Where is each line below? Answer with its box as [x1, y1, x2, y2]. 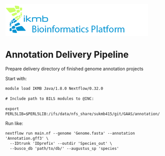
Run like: [5, 120, 23, 126]
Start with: [5, 75, 27, 81]
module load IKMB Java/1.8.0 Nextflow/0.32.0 [5, 86, 103, 91]
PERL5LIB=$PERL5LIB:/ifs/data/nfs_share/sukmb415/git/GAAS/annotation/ [5, 111, 160, 116]
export [5, 106, 19, 111]
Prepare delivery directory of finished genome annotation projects [5, 66, 144, 72]
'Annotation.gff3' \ [5, 136, 49, 141]
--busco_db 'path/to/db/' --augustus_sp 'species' [10, 146, 119, 151]
